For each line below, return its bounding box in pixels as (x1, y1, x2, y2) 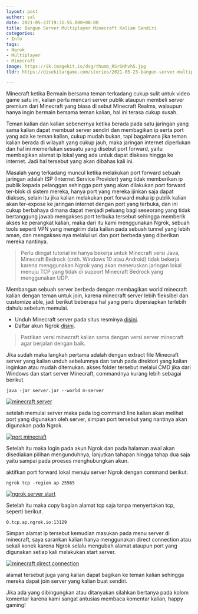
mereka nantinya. (6, 238, 48, 245)
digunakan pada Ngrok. (6, 422, 63, 429)
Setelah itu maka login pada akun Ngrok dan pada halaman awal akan (6, 445, 175, 452)
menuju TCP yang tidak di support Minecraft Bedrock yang (20, 268, 163, 276)
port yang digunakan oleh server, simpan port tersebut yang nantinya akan (6, 416, 187, 423)
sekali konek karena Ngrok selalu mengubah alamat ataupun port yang (6, 542, 178, 549)
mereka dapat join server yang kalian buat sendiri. (6, 578, 128, 585)
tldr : (6, 69, 19, 75)
